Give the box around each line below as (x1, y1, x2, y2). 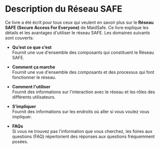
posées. (12, 138, 28, 144)
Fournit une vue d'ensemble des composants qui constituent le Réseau (12, 50, 154, 55)
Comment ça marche (12, 64, 56, 70)
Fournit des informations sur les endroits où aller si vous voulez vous (12, 108, 149, 115)
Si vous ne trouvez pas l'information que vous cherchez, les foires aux (12, 128, 153, 134)
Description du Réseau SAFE (5, 3, 123, 15)
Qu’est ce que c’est (12, 44, 52, 50)
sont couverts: (5, 35, 34, 41)
